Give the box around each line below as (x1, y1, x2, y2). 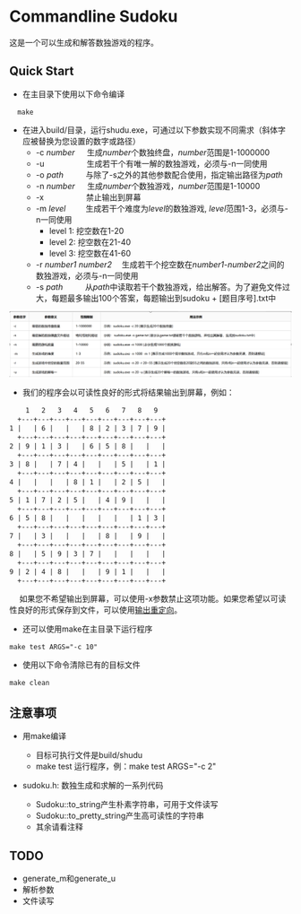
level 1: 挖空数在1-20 (48, 225, 125, 236)
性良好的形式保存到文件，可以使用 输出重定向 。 (9, 605, 182, 615)
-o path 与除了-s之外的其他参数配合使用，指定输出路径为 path (35, 169, 284, 180)
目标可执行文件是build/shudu (35, 750, 143, 761)
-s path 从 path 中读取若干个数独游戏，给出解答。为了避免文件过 (35, 281, 291, 292)
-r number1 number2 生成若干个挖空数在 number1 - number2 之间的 (35, 258, 285, 270)
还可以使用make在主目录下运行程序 (21, 623, 153, 634)
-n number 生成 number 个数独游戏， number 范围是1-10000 (35, 180, 261, 191)
